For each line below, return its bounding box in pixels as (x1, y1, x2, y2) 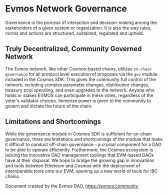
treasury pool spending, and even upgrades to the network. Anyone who (5, 87, 155, 93)
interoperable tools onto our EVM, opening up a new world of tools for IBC (5, 168, 158, 174)
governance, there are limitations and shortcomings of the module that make (5, 136, 163, 142)
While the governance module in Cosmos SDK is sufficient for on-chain (5, 130, 152, 136)
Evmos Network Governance (5, 3, 127, 14)
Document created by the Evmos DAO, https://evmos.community (5, 183, 138, 189)
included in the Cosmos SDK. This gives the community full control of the (5, 76, 156, 82)
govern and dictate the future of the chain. (5, 103, 92, 109)
